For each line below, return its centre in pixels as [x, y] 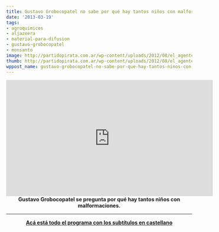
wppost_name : [22, 66]
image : [14, 55]
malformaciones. [99, 206]
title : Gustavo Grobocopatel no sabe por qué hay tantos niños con [91, 12]
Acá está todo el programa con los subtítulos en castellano [99, 223]
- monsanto [19, 50]
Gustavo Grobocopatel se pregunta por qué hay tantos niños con [99, 200]
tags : [13, 22]
